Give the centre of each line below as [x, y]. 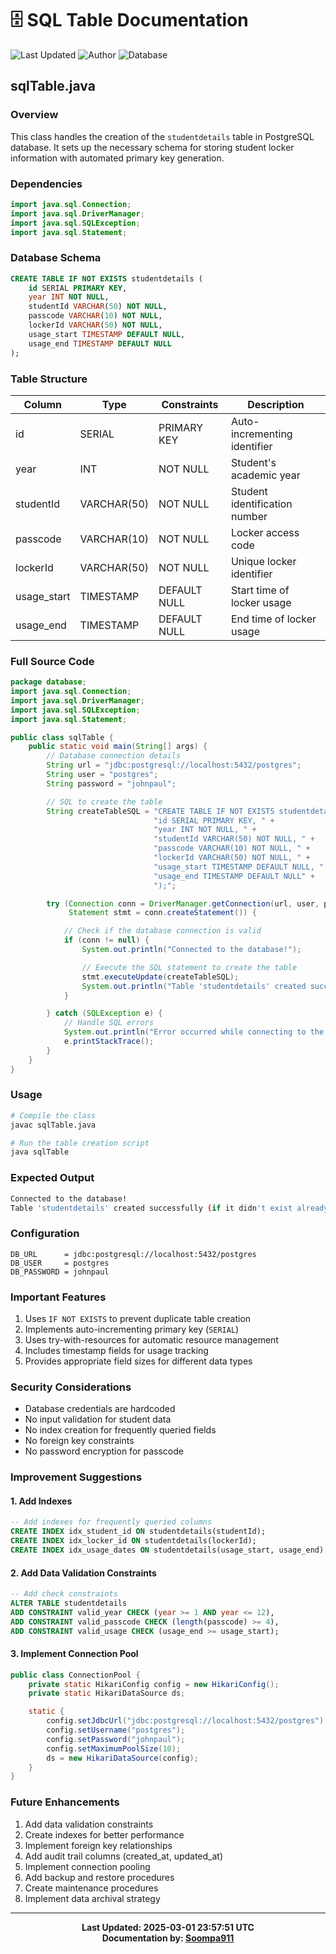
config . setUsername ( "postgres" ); [116, 1730]
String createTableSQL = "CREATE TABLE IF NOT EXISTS [160, 811]
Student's [253, 462]
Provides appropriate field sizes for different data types [138, 1361]
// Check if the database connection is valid [162, 931]
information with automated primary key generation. [117, 158]
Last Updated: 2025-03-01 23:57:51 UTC [168, 1927]
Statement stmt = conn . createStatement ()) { [162, 913]
